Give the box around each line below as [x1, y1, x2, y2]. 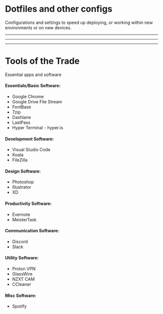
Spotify [12, 303, 27, 309]
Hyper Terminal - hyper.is [12, 125, 64, 131]
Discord [12, 238, 28, 244]
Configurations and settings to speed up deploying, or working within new [5, 20, 153, 25]
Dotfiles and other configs [5, 3, 113, 15]
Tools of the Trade [5, 56, 80, 67]
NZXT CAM [12, 276, 35, 282]
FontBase [12, 104, 32, 110]
